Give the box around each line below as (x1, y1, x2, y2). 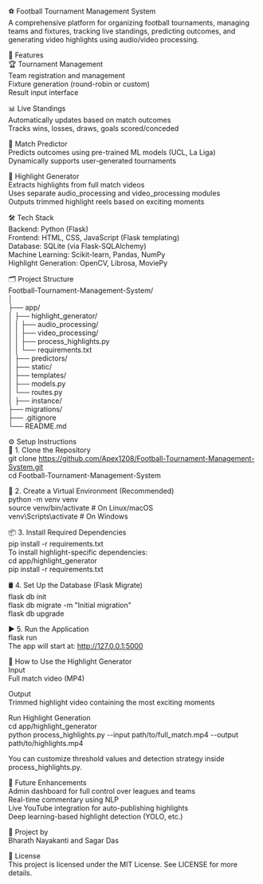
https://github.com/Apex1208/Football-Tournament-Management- (38, 454, 255, 463)
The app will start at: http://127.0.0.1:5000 (8, 641, 143, 650)
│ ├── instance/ (8, 396, 62, 405)
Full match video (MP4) (8, 673, 85, 683)
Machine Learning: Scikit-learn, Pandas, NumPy (8, 250, 166, 259)
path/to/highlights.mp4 (8, 739, 84, 748)
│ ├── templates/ (8, 370, 67, 380)
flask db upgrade (8, 609, 65, 618)
